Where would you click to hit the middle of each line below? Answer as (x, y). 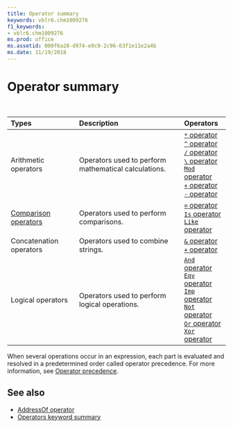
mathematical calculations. (122, 169)
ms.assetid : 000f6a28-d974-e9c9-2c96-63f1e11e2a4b (82, 46)
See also (26, 393)
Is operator (203, 214)
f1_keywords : (26, 26)
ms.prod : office (31, 40)
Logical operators (39, 299)
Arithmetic (28, 160)
